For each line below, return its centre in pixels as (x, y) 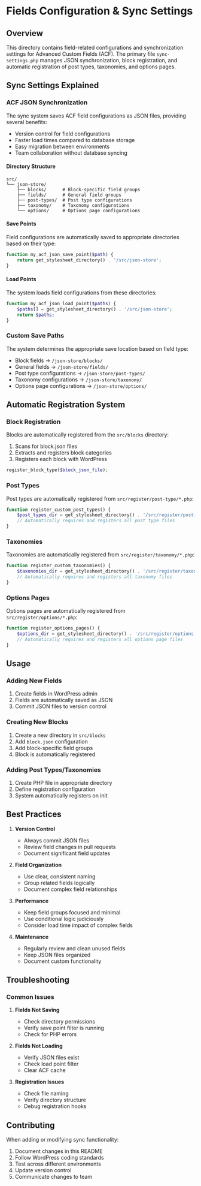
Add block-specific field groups (54, 748)
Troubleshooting (38, 980)
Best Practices (34, 815)
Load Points (21, 279)
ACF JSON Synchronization (47, 103)
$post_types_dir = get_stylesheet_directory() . (79, 515)
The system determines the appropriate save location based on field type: (97, 348)
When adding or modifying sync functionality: (63, 1140)
